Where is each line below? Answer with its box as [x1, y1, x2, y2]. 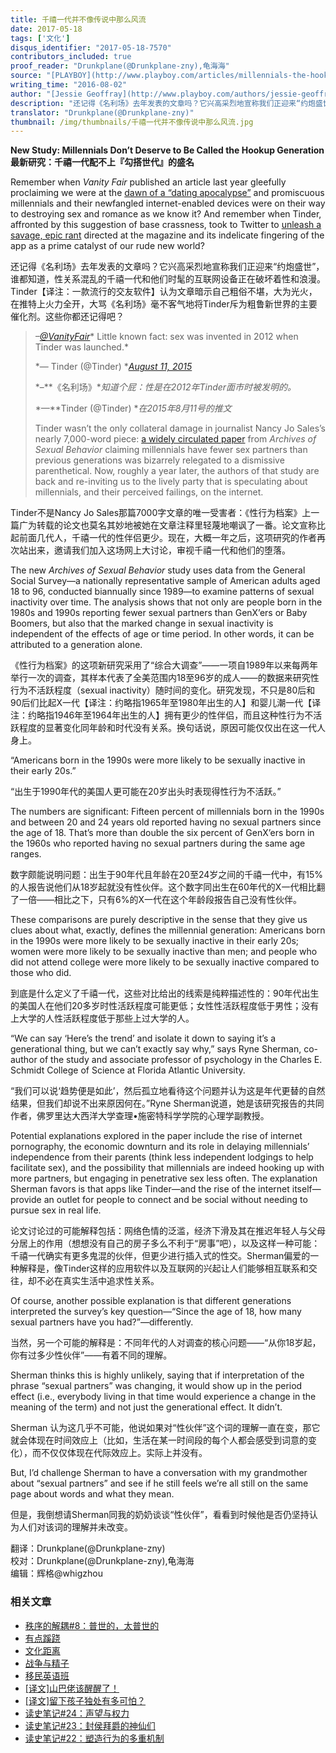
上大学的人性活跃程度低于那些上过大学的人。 [10, 1012, 195, 1025]
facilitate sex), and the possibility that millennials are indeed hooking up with [10, 1162, 325, 1174]
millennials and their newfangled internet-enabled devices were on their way [10, 197, 326, 210]
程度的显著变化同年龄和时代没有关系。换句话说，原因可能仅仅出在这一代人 [18, 722, 326, 734]
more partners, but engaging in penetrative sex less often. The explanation [10, 1172, 318, 1185]
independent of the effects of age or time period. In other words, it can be [10, 628, 315, 640]
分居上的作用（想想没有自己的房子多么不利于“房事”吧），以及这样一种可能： [10, 1237, 321, 1250]
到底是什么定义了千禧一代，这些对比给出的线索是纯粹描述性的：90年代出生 [10, 987, 320, 1000]
